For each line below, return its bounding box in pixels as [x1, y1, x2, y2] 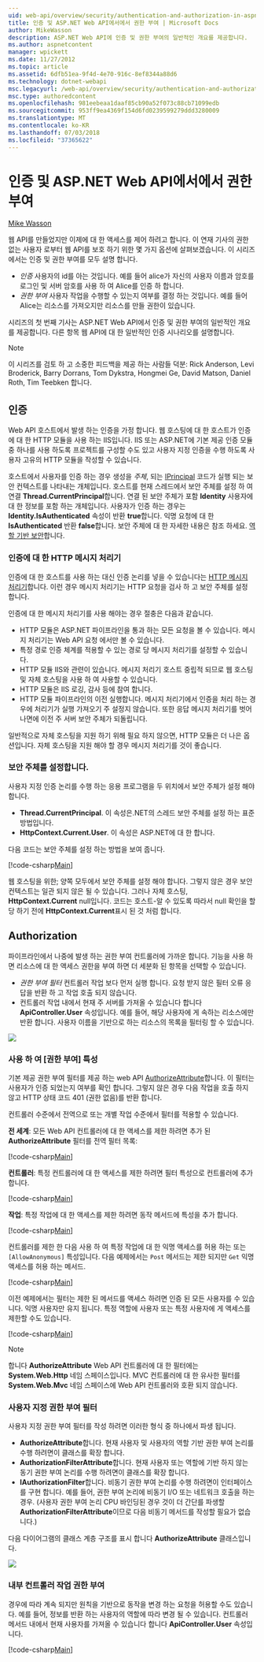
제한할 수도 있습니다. [8, 1313, 71, 1322]
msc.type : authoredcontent [8, 92, 97, 100]
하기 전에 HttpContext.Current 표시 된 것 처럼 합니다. [16, 905, 182, 915]
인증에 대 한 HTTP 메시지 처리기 [8, 552, 122, 563]
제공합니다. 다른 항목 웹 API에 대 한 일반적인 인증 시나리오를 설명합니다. [16, 328, 235, 337]
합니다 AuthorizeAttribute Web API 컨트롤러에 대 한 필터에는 [8, 1360, 199, 1370]
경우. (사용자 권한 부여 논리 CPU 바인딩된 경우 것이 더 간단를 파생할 [19, 1497, 225, 1507]
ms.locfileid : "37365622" [8, 136, 93, 144]
